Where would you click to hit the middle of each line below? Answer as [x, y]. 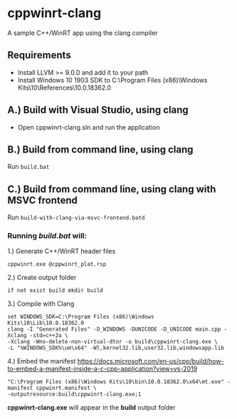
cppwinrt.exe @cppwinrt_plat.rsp [57, 264]
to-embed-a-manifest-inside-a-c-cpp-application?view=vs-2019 [102, 369]
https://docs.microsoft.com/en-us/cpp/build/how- [151, 361]
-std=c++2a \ [49, 336]
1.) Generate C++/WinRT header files [62, 252]
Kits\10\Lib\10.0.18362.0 [46, 323]
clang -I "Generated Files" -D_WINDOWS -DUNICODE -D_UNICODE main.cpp [114, 329]
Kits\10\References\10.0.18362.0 [64, 88]
